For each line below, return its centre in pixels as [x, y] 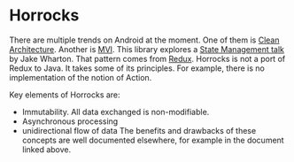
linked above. [46, 149]
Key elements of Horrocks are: [65, 95]
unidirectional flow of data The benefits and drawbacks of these [139, 130]
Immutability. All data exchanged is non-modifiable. [116, 112]
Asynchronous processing [70, 121]
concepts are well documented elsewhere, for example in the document [153, 140]
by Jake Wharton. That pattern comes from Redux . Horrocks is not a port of [147, 58]
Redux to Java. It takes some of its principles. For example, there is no [137, 68]
